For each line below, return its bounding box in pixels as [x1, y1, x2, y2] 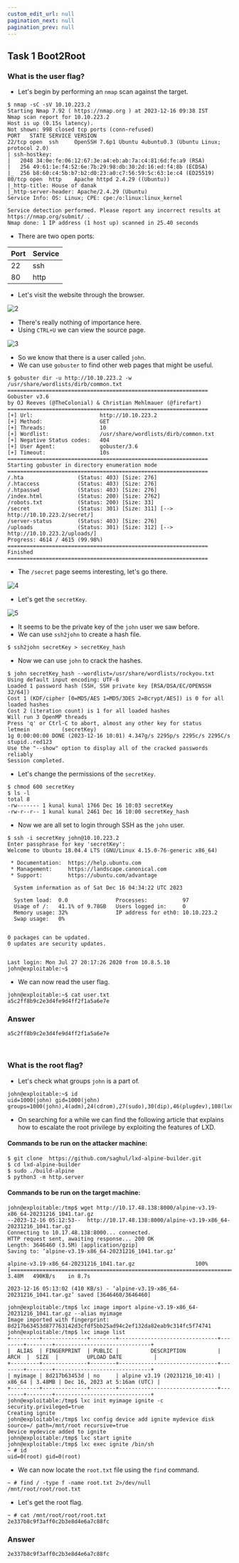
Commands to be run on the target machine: [7, 1188, 141, 1197]
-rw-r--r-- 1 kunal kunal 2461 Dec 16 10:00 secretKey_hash [7, 809, 190, 816]
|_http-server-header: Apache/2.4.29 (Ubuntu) [7, 188, 148, 196]
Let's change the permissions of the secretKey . [17, 769, 156, 779]
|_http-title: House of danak [7, 182, 97, 189]
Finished [7, 549, 33, 556]
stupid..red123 [7, 739, 53, 746]
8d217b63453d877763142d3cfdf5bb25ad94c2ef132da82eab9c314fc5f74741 [7, 1323, 212, 1330]
